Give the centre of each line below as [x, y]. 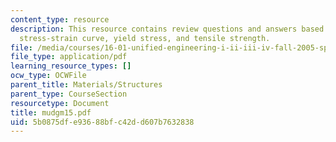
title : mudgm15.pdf [51, 112]
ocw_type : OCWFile [48, 76]
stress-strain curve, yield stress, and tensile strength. [145, 38]
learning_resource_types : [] [71, 66]
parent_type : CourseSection [69, 94]
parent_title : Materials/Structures [86, 85]
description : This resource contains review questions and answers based [167, 29]
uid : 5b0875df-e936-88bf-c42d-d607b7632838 [102, 122]
